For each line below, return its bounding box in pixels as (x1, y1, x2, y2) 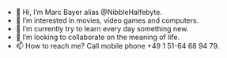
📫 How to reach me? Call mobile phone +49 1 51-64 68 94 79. (15, 42, 220, 50)
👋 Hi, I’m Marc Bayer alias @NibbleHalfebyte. (15, 8, 162, 16)
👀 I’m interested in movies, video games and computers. (15, 16, 199, 25)
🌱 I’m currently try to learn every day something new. (15, 24, 189, 33)
